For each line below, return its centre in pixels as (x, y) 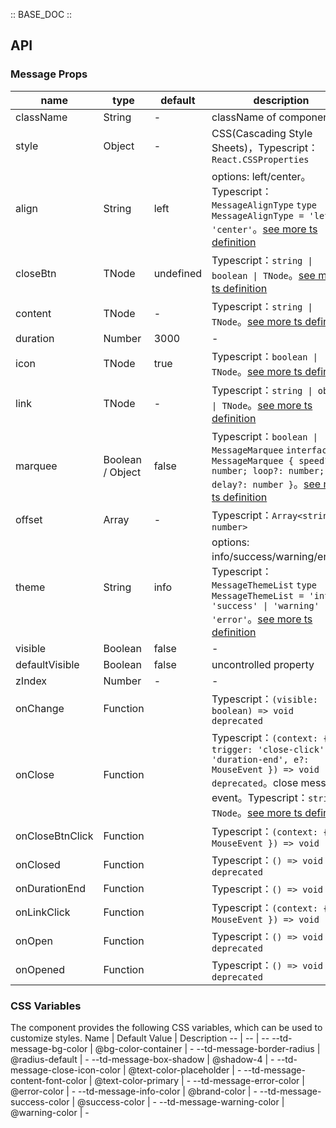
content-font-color (48, 1080)
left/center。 (281, 176)
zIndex (31, 681)
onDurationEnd (51, 888)
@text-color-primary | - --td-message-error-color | (199, 1080)
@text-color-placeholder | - (185, 1070)
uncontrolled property (263, 664)
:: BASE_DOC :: (41, 14)
